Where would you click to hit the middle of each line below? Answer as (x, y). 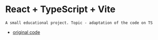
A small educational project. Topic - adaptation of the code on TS (79, 23)
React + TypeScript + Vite (60, 9)
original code (26, 32)
